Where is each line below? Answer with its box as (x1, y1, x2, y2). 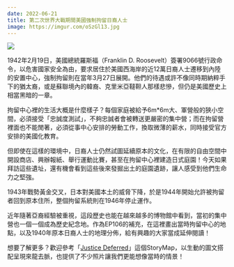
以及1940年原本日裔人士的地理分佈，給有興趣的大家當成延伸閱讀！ (19, 229, 211, 237)
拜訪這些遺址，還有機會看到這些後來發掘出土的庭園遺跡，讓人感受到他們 (7, 165, 214, 173)
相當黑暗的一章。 (7, 91, 56, 100)
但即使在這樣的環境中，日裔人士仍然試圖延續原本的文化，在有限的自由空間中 (7, 147, 227, 155)
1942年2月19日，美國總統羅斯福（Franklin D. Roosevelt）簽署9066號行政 (7, 56, 217, 65)
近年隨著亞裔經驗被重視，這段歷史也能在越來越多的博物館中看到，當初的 (7, 211, 214, 220)
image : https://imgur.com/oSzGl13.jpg (7, 23, 120, 30)
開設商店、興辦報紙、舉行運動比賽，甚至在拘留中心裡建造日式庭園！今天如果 (7, 155, 227, 164)
